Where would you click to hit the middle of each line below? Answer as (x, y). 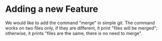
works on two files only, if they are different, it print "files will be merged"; (82, 28)
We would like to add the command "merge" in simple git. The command (80, 23)
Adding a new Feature (52, 9)
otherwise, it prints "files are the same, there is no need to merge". (74, 33)
